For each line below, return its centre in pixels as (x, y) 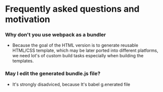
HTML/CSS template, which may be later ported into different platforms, (85, 50)
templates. (23, 61)
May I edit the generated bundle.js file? (53, 73)
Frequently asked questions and (72, 9)
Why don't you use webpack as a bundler (56, 35)
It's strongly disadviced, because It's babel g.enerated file (71, 84)
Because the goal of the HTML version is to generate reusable (75, 46)
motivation (28, 19)
